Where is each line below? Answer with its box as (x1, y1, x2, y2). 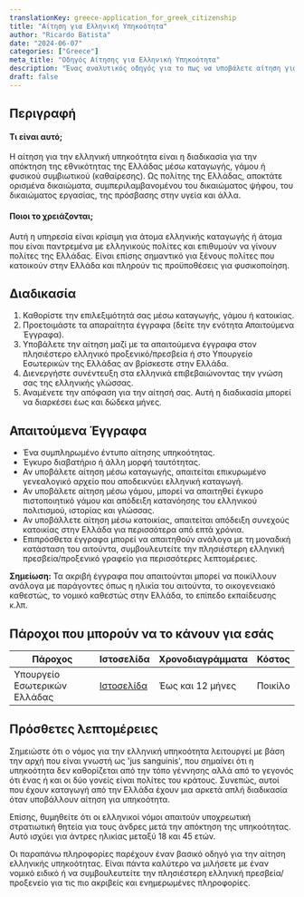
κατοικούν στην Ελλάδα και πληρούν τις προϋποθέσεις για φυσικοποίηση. (9, 259, 290, 270)
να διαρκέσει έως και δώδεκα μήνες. (22, 396, 162, 408)
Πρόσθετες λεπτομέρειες (9, 722, 158, 737)
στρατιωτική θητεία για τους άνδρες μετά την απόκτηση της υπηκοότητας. (9, 821, 291, 832)
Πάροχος (31, 652, 73, 665)
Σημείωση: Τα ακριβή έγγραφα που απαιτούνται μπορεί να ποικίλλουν (9, 570, 277, 581)
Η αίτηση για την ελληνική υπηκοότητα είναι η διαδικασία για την (9, 151, 258, 162)
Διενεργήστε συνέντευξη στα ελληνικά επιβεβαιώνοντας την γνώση (22, 368, 283, 379)
